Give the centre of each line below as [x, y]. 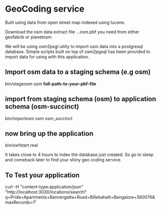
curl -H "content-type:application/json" [44, 187]
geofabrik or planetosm [28, 37]
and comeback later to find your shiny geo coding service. [63, 160]
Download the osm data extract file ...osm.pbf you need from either [72, 32]
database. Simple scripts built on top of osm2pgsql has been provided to [78, 52]
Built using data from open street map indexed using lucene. [65, 22]
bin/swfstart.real [21, 145]
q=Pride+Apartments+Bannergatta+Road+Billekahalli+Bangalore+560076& [80, 197]
